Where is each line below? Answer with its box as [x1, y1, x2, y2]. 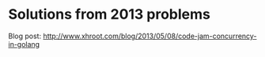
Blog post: [8, 31, 42, 41]
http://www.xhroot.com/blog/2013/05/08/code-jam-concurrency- [43, 31, 257, 41]
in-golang [8, 39, 40, 48]
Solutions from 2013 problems [8, 5, 211, 23]
